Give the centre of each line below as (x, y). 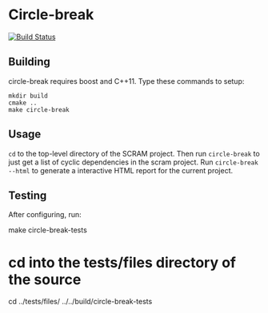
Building (29, 62)
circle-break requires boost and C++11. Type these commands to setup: (126, 81)
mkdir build (28, 96)
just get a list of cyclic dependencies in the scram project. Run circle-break (133, 162)
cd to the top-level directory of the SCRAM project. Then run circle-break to (134, 153)
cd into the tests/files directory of (122, 262)
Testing (28, 195)
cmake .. (23, 103)
